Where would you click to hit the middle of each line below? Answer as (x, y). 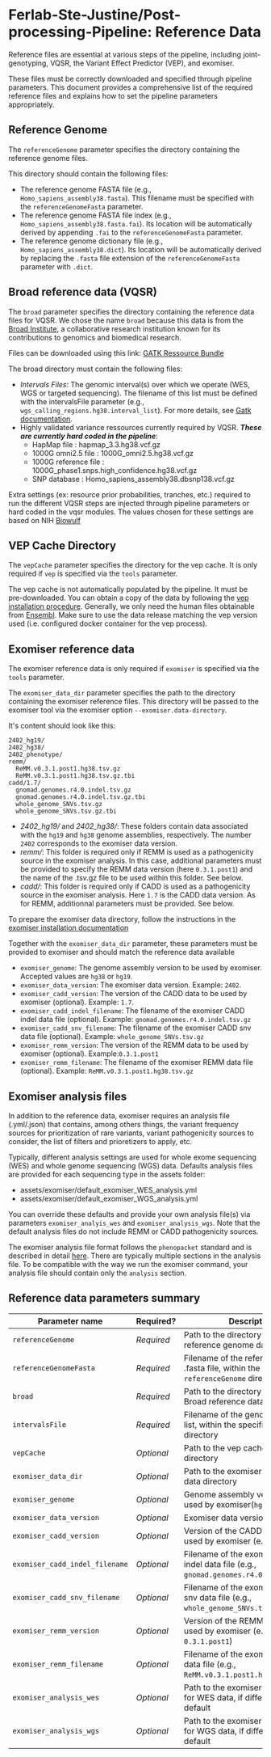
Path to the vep (213, 1447)
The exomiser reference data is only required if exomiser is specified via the (134, 669)
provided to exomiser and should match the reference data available (122, 952)
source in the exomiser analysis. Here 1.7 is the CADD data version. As (138, 895)
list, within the (210, 1425)
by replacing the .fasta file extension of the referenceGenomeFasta (130, 258)
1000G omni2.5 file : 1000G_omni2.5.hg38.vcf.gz (113, 453)
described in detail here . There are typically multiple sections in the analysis (135, 1256)
